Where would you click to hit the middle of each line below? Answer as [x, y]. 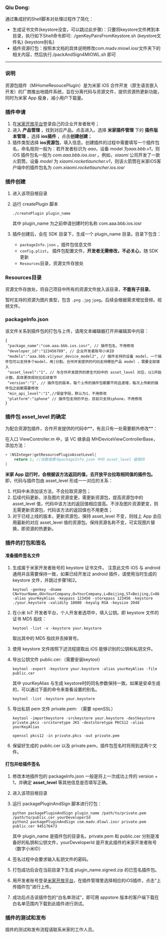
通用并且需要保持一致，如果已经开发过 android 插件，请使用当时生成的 [84, 574]
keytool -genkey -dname [37, 589]
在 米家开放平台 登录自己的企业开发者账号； [56, 123]
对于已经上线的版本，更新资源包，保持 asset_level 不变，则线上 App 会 [85, 516]
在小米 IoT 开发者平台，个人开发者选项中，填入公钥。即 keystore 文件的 [85, 612]
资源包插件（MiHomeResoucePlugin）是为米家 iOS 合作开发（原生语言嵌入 [82, 85]
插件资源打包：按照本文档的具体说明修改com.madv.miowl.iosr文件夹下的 [86, 48]
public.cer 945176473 [35, 826]
